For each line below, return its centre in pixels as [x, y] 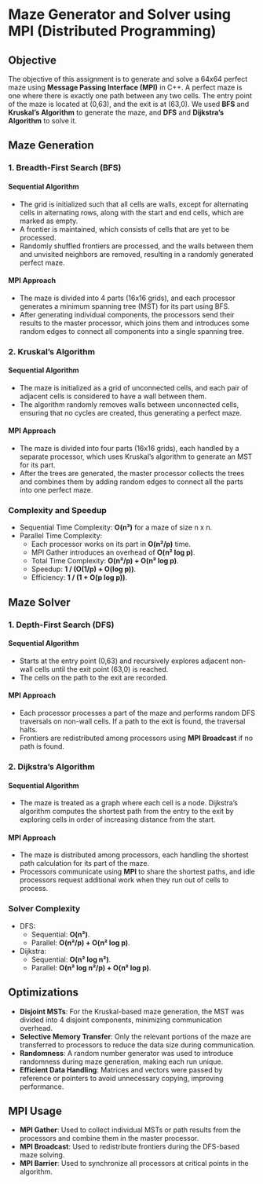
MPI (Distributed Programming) [112, 31]
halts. [28, 730]
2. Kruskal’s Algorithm [52, 351]
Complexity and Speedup [58, 510]
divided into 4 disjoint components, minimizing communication [121, 1020]
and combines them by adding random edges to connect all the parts [131, 482]
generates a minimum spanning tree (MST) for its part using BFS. [124, 306]
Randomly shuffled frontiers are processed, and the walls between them [136, 246]
